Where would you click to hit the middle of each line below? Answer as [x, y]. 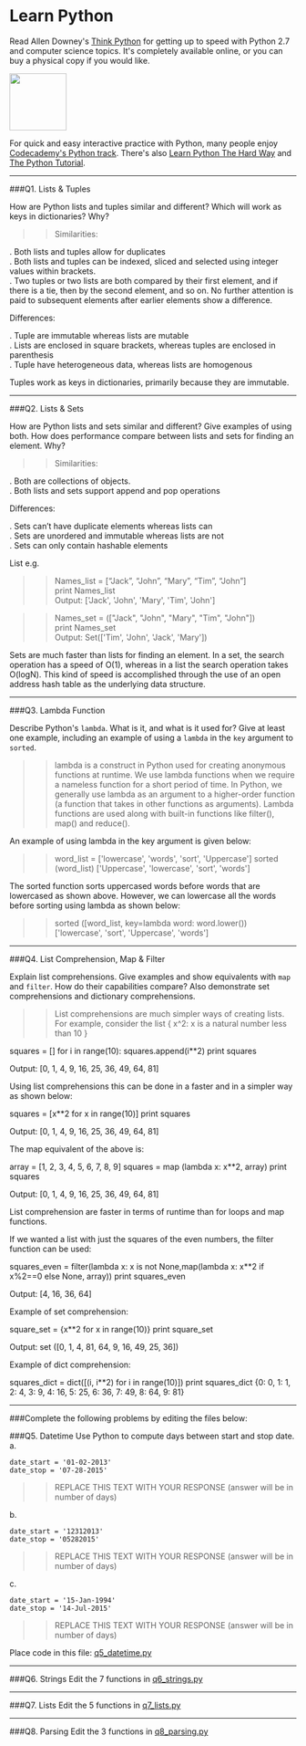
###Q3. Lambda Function [57, 710]
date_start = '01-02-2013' [61, 1462]
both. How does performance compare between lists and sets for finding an [152, 435]
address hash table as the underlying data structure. [108, 684]
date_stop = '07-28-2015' [58, 1470]
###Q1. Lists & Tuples [50, 189]
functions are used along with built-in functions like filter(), [164, 813]
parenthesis [32, 355]
